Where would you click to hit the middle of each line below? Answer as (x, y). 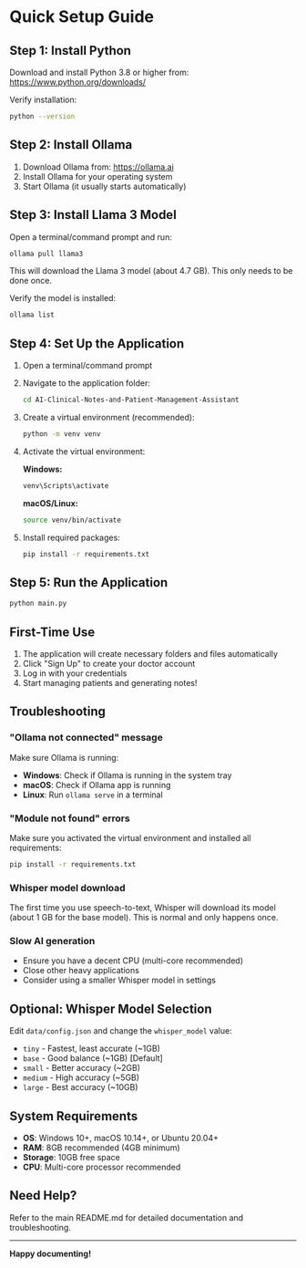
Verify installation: (43, 99)
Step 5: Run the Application (89, 582)
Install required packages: (71, 537)
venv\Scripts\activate (66, 485)
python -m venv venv (61, 434)
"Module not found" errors (70, 818)
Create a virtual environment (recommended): (108, 417)
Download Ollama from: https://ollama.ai (98, 167)
